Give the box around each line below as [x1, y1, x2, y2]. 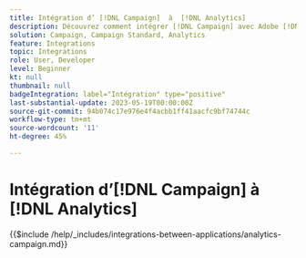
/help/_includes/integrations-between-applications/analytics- [50, 229, 282, 240]
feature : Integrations [9, 38, 96, 48]
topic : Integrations [9, 47, 88, 57]
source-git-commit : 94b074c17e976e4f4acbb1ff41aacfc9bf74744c [9, 107, 250, 116]
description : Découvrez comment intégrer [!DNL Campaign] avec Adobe [9, 22, 280, 31]
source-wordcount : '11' [9, 124, 100, 133]
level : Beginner [9, 65, 71, 74]
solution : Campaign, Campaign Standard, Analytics [9, 30, 206, 39]
